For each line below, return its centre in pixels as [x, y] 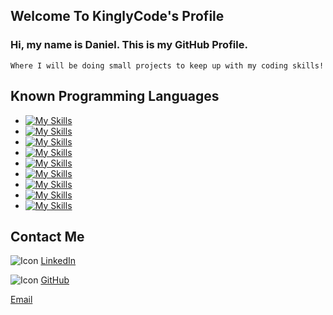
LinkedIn [58, 261]
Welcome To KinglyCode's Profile [117, 16]
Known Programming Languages [115, 96]
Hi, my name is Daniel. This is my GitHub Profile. [129, 45]
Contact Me [47, 236]
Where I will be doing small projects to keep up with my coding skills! [167, 65]
